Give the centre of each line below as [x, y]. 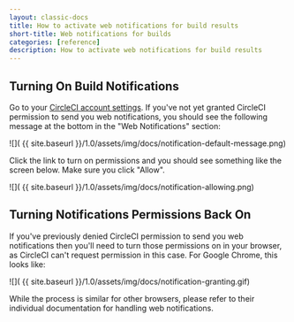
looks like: [27, 264]
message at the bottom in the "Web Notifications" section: [115, 126]
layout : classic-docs [49, 17]
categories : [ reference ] [55, 42]
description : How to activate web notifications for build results [136, 50]
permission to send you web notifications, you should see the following [138, 117]
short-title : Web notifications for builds [90, 34]
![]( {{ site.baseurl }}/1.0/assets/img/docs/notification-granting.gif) [129, 281]
